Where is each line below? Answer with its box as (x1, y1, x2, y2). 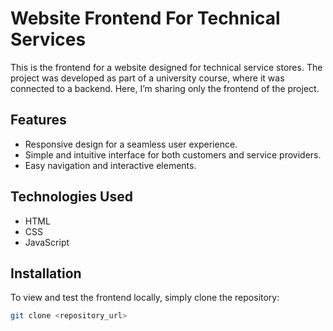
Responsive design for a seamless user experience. (24, 138, 238, 150)
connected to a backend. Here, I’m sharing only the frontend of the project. (10, 82, 320, 94)
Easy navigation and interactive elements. (24, 159, 197, 171)
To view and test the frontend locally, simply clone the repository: (10, 292, 280, 304)
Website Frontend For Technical (10, 7, 281, 30)
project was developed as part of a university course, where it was (10, 72, 285, 84)
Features (10, 112, 67, 129)
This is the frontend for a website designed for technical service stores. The (10, 61, 323, 73)
